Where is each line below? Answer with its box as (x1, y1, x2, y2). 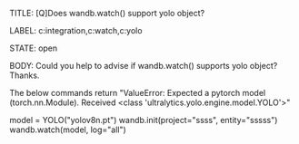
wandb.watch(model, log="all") (9, 124, 127, 135)
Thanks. (9, 70, 40, 81)
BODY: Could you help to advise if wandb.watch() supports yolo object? (9, 61, 278, 71)
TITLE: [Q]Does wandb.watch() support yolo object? (9, 8, 205, 18)
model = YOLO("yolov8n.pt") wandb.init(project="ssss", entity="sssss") (9, 115, 278, 125)
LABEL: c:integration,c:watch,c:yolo (9, 25, 143, 35)
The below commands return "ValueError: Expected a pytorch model (9, 88, 266, 98)
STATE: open (9, 43, 58, 53)
